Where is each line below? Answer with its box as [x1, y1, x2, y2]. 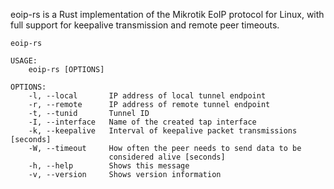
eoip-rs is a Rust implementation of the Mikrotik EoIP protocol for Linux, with [10, 9, 325, 20]
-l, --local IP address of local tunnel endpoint [28, 91, 267, 101]
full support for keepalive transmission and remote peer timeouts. [10, 19, 280, 31]
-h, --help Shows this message [28, 161, 190, 171]
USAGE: [10, 56, 38, 66]
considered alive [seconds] [108, 152, 226, 162]
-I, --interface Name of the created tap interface [28, 117, 257, 127]
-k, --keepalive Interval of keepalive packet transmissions [28, 126, 298, 136]
